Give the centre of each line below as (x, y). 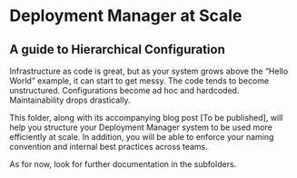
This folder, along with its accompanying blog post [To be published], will (146, 118)
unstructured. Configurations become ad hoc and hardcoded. (124, 90)
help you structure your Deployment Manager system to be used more (141, 127)
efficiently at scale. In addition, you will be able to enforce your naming (142, 137)
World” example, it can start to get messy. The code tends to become (139, 81)
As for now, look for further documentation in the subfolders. (123, 164)
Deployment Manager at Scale (126, 16)
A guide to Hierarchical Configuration (117, 49)
